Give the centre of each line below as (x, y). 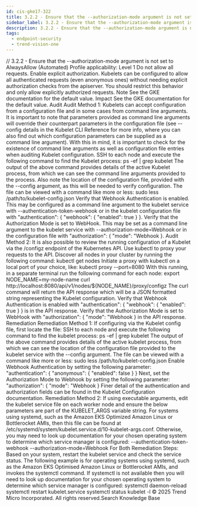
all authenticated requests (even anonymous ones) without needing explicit (97, 79)
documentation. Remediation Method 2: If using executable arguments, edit (97, 398)
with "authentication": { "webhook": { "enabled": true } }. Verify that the (92, 217)
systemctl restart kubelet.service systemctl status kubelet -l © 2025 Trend (96, 492)
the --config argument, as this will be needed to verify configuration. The (94, 186)
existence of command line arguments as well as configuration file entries (95, 148)
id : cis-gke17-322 (28, 11)
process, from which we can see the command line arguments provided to (96, 173)
